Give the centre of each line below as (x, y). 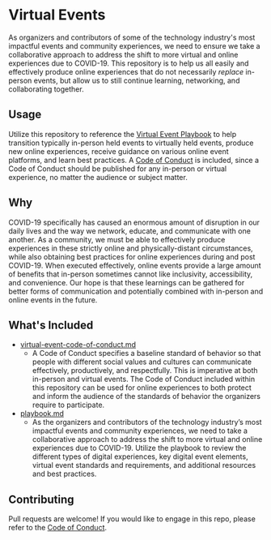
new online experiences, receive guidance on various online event (119, 151)
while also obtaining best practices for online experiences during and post (132, 256)
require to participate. (68, 405)
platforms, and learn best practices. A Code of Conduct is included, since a (134, 160)
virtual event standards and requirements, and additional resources (144, 465)
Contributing (41, 499)
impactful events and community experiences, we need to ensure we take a (134, 45)
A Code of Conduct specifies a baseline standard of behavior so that (146, 354)
